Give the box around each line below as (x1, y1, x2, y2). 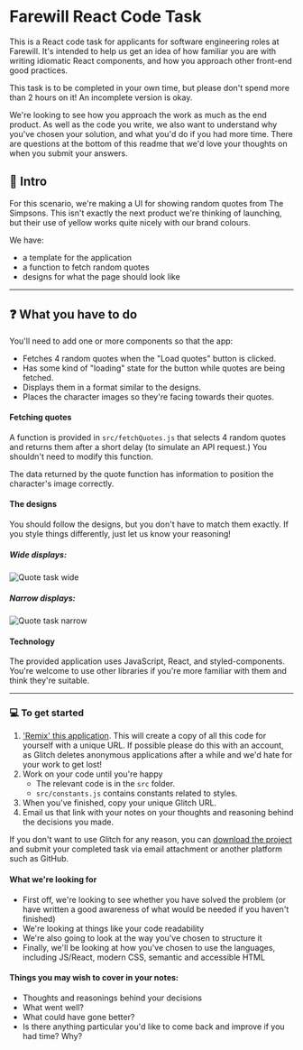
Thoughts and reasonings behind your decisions (22, 992, 203, 1003)
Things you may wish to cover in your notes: (9, 972, 179, 983)
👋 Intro (9, 174, 48, 189)
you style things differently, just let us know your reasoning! (9, 528, 232, 539)
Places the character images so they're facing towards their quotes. (22, 391, 275, 402)
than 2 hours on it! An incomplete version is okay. (9, 92, 193, 103)
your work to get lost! (22, 760, 102, 770)
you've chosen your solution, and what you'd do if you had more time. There (9, 128, 293, 139)
